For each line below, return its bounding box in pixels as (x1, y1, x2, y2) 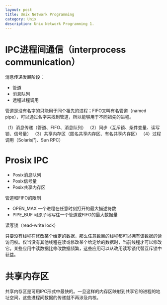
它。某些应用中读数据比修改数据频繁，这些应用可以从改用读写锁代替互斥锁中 (5, 245, 162, 252)
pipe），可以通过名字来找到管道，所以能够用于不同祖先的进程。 (5, 114, 134, 120)
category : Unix (5, 16, 37, 21)
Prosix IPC (5, 155, 49, 166)
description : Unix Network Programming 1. (5, 21, 94, 26)
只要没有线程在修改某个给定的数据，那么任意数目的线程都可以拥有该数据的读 (5, 233, 162, 239)
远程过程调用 (12, 97, 39, 103)
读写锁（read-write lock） (5, 222, 59, 228)
